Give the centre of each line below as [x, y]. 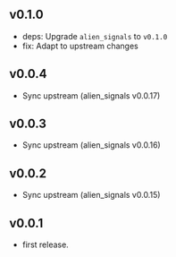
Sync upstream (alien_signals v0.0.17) [91, 95]
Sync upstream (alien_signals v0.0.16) [91, 145]
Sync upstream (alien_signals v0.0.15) [91, 195]
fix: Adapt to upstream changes [80, 46]
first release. [45, 244]
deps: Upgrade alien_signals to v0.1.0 [95, 36]
